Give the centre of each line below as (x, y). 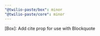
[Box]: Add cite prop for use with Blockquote (50, 28)
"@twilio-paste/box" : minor (34, 10)
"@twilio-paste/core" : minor (35, 14)
